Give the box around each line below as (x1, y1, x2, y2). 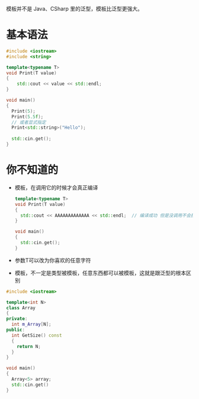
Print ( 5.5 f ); (11, 113, 44, 120)
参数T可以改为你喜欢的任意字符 (14, 256, 91, 264)
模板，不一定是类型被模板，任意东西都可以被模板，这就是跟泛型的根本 (14, 269, 187, 276)
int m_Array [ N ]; (11, 321, 52, 328)
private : (6, 316, 28, 322)
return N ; (17, 343, 41, 349)
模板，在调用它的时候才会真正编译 (14, 183, 98, 191)
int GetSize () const (11, 332, 62, 338)
